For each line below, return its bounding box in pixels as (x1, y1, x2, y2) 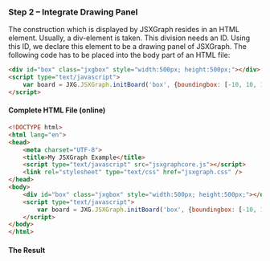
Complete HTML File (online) (8, 105, 106, 115)
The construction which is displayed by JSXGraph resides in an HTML (8, 25, 239, 35)
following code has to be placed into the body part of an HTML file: (8, 51, 231, 60)
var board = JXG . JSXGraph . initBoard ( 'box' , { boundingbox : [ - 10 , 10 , (22, 81, 257, 89)
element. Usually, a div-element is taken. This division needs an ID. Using (8, 33, 251, 43)
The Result (8, 245, 46, 255)
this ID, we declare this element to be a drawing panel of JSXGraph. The (8, 42, 247, 51)
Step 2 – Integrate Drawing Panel (8, 6, 138, 18)
